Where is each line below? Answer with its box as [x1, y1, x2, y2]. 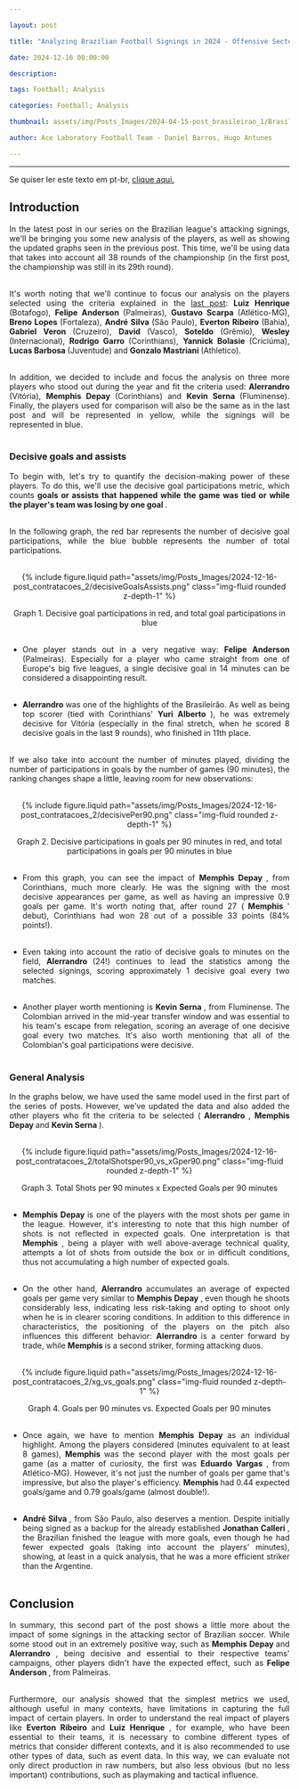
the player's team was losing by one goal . [9, 499, 167, 510]
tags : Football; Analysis [9, 86, 105, 94]
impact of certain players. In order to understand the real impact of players [9, 1712, 290, 1723]
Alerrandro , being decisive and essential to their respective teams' [9, 1647, 290, 1658]
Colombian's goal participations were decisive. [21, 1039, 194, 1050]
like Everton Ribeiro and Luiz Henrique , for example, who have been [9, 1721, 291, 1733]
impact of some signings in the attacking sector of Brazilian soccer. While [9, 1629, 290, 1639]
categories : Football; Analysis [9, 102, 129, 110]
